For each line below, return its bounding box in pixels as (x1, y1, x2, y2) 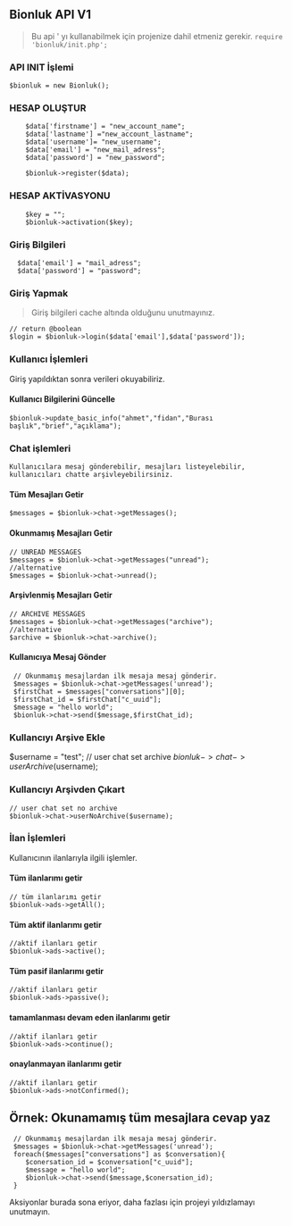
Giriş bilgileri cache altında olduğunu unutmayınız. (30, 307, 215, 318)
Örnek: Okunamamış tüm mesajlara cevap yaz (9, 1111, 271, 1126)
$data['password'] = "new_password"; (25, 154, 166, 163)
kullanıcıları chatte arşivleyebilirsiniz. (9, 471, 174, 480)
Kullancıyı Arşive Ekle (9, 731, 105, 744)
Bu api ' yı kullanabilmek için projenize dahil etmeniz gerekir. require (30, 30, 283, 41)
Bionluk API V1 (9, 7, 92, 22)
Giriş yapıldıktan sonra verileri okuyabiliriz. (9, 373, 165, 384)
